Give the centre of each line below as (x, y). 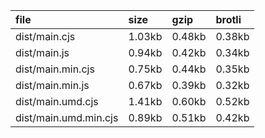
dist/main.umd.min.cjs (67, 117)
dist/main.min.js (52, 85)
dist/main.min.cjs (55, 69)
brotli (228, 19)
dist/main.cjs (45, 36)
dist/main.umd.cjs (57, 101)
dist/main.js (42, 52)
